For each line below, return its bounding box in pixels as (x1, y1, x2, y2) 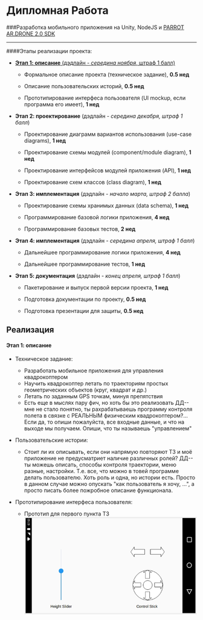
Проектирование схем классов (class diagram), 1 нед (24, 178, 162, 186)
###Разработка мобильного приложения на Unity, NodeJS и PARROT (6, 24, 184, 31)
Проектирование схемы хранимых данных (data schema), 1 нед (24, 202, 189, 209)
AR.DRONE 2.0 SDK (6, 30, 56, 37)
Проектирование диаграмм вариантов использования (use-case (24, 131, 192, 138)
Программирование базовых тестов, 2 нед (24, 225, 136, 233)
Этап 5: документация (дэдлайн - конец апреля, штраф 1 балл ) (14, 272, 181, 279)
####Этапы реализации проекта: (6, 47, 92, 54)
